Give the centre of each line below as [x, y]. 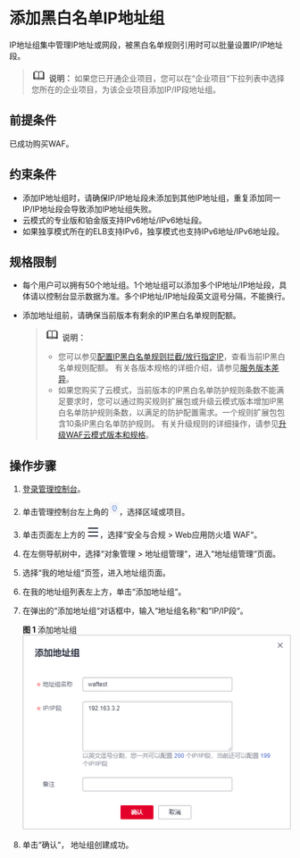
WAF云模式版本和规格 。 [110, 435]
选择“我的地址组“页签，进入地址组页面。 [96, 573]
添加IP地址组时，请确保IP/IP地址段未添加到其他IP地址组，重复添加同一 [151, 198]
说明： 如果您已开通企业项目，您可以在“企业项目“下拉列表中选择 [167, 78]
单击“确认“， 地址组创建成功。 [78, 845]
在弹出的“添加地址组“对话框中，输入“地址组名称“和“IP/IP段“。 [135, 611]
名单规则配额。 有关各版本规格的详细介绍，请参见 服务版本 [165, 368]
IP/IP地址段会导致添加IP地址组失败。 [89, 209]
